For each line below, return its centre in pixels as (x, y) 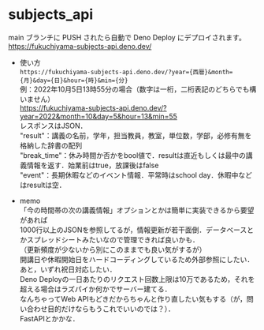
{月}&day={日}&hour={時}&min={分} (74, 81)
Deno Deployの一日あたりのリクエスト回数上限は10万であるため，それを (137, 279)
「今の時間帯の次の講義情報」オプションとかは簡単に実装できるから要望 (137, 210)
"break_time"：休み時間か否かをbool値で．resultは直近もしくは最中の (133, 155)
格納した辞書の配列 (51, 145)
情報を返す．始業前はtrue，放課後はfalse (93, 165)
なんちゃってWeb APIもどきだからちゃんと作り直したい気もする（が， (133, 298)
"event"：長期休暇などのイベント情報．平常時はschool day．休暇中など (136, 174)
